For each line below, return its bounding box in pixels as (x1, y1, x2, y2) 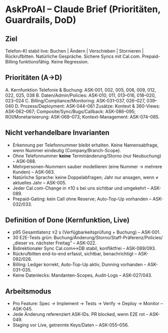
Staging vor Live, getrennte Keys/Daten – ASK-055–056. (12, 322, 129, 328)
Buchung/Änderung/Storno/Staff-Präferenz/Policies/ (53, 235, 163, 241)
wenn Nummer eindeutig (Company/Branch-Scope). (12, 147, 121, 153)
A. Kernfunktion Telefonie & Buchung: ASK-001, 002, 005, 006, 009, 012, (5, 87, 156, 93)
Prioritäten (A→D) (5, 73, 62, 82)
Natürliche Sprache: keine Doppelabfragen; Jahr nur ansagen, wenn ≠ (12, 174, 159, 180)
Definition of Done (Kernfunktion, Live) (5, 216, 130, 225)
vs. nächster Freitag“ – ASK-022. (28, 240, 97, 246)
